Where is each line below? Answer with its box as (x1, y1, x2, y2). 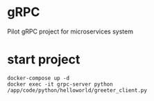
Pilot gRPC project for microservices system (7, 27, 134, 36)
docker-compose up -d (7, 75, 70, 81)
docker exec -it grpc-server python (7, 81, 113, 88)
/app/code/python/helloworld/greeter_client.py (7, 86, 148, 94)
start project (7, 52, 80, 68)
